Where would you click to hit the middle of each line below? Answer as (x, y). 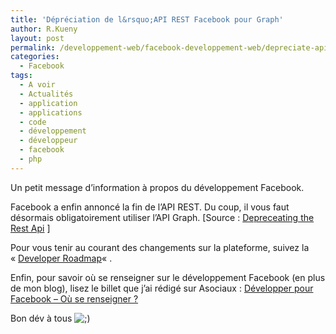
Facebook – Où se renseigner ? (74, 298)
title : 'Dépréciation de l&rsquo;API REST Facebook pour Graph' (147, 19)
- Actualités (46, 94)
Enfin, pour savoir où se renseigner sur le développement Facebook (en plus (168, 277)
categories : (35, 57)
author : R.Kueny (44, 29)
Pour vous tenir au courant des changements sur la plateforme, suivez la (160, 247)
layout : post (37, 38)
